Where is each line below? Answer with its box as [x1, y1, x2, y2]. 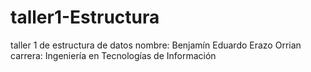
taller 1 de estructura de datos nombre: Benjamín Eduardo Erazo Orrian [10, 39, 302, 51]
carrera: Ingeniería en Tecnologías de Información [10, 49, 217, 61]
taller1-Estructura [10, 6, 160, 29]
